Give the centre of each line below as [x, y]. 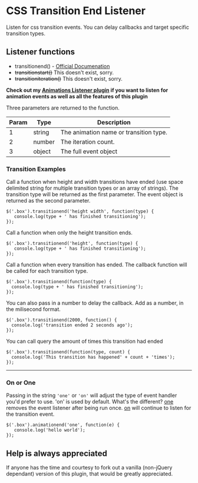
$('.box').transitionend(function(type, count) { [68, 352]
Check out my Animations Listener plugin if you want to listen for [87, 90]
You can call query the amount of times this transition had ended [85, 341]
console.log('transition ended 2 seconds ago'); [72, 325]
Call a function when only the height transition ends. [69, 233]
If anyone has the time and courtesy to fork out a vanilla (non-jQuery [89, 468]
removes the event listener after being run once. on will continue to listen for [99, 408]
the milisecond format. [33, 309]
